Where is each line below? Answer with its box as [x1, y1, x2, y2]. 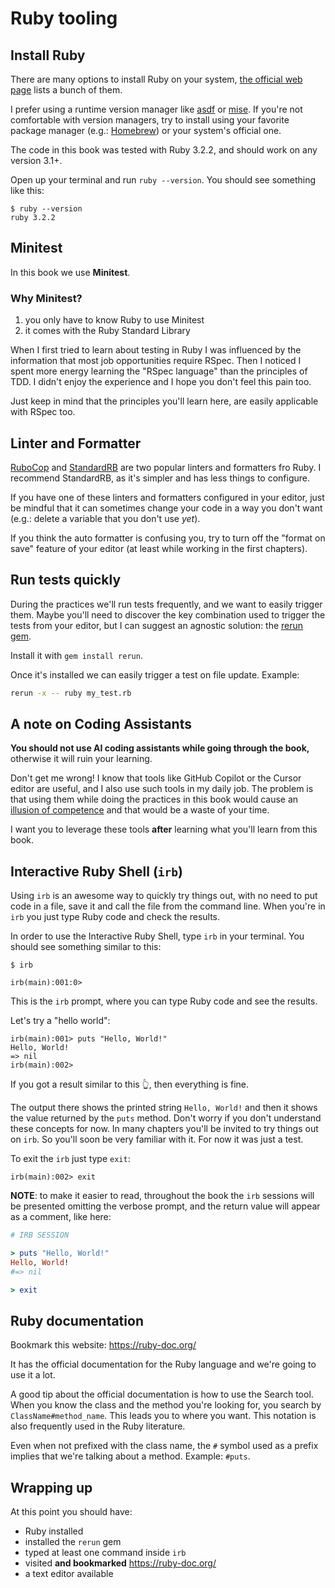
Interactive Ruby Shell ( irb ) [10, 863, 183, 880]
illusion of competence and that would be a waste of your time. [10, 804, 270, 816]
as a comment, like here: [10, 1211, 112, 1223]
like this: [10, 185, 45, 196]
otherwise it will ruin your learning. [10, 753, 153, 765]
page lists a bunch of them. [10, 84, 123, 96]
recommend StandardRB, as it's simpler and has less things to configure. [10, 472, 310, 484]
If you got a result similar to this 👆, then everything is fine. [10, 1078, 250, 1091]
